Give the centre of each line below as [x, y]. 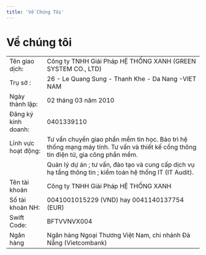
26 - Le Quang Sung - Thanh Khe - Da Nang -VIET [122, 78]
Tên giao [22, 61]
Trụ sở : [20, 82]
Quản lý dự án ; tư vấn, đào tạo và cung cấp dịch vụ [121, 164]
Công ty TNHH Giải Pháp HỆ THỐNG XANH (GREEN [121, 61]
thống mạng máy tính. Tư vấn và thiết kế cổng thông [122, 147]
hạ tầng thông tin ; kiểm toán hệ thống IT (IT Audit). [120, 172]
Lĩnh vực [22, 143]
